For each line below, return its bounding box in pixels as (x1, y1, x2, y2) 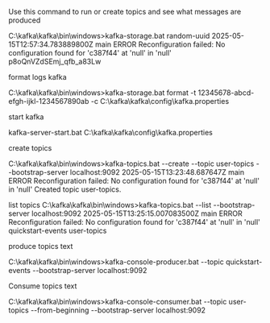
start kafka (8, 112, 44, 122)
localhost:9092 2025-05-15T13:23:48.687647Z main (69, 168, 245, 176)
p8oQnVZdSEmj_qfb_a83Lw (8, 56, 102, 66)
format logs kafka (8, 72, 67, 81)
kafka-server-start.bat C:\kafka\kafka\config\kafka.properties (8, 128, 214, 137)
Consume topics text (8, 281, 77, 291)
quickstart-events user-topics (8, 226, 107, 235)
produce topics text (8, 242, 73, 251)
